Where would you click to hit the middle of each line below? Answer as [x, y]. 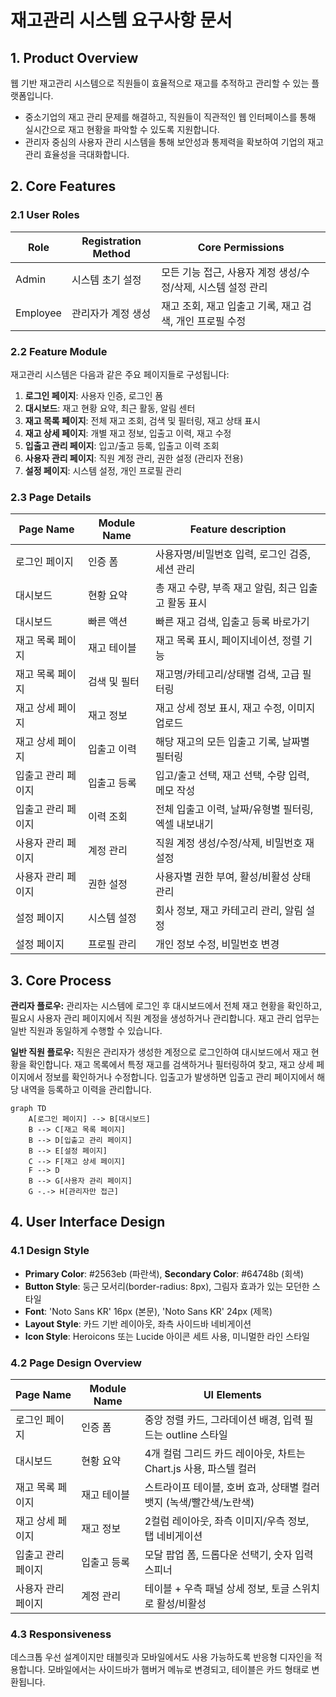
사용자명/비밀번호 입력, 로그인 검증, [233, 554]
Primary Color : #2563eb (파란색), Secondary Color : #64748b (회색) [164, 1273]
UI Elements [232, 1395]
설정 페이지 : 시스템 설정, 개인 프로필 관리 [103, 470]
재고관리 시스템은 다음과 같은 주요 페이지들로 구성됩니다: [120, 374]
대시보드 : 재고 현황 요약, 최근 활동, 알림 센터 [110, 408]
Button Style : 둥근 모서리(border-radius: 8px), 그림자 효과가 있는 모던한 [167, 1286]
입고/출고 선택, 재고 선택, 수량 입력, [232, 776]
